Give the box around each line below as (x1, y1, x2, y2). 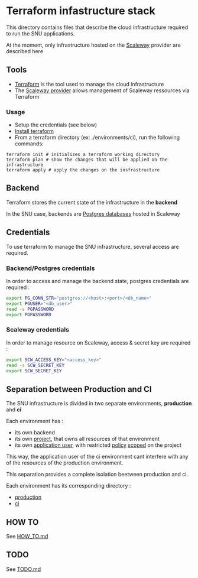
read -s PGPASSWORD (6, 306, 54, 312)
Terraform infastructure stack (6, 4, 155, 18)
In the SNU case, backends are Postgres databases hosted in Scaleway (6, 210, 180, 217)
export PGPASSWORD (6, 311, 51, 317)
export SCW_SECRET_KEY (6, 368, 62, 374)
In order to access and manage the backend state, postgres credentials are (6, 277, 189, 284)
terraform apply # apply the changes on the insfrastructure (6, 167, 160, 173)
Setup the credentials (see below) (14, 121, 98, 128)
